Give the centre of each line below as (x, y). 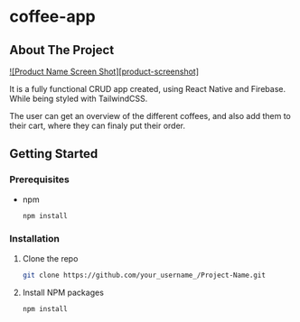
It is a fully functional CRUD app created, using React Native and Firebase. (148, 89)
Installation (35, 239)
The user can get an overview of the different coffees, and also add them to (150, 116)
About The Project (62, 50)
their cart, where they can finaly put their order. (98, 125)
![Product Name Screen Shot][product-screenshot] (104, 71)
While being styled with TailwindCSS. (79, 98)
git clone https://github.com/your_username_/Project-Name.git (144, 275)
